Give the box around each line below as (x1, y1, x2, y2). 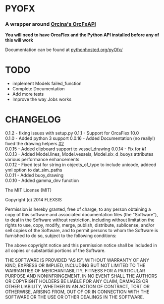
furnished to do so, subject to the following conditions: (5, 233, 116, 239)
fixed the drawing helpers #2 (5, 141, 64, 147)
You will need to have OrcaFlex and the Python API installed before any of (5, 32, 160, 38)
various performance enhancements (5, 157, 80, 163)
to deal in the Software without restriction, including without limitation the (5, 217, 155, 223)
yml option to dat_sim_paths (5, 167, 62, 173)
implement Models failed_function (12, 80, 82, 87)
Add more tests (12, 91, 44, 97)
